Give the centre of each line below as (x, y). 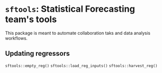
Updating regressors (37, 54)
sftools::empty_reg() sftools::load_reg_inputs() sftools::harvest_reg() (81, 66)
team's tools (31, 19)
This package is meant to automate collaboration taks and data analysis (78, 33)
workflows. (16, 38)
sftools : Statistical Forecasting (70, 9)
